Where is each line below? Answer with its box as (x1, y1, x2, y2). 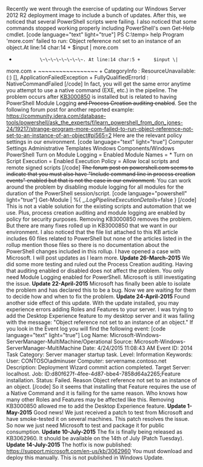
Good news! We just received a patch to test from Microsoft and (33, 409, 193, 416)
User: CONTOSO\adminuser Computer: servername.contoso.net (6, 357, 167, 365)
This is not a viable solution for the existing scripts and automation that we (6, 203, 192, 210)
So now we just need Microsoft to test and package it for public (6, 422, 165, 429)
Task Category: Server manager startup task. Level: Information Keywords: (6, 351, 193, 358)
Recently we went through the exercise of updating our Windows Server (6, 5, 187, 12)
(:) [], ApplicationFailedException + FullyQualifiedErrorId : (6, 74, 148, 81)
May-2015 (6, 409, 33, 416)
